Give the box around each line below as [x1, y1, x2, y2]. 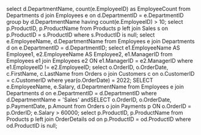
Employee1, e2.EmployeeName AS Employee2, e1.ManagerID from [6, 51, 173, 57]
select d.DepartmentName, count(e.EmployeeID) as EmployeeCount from [6, 5, 191, 12]
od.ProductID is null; [6, 122, 57, 129]
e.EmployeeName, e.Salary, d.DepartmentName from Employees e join [6, 83, 185, 90]
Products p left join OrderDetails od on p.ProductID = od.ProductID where [6, 115, 191, 123]
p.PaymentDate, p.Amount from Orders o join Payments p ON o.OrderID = [6, 103, 191, 109]
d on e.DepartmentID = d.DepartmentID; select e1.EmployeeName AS [6, 44, 180, 51]
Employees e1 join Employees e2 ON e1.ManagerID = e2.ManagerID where [6, 57, 194, 64]
